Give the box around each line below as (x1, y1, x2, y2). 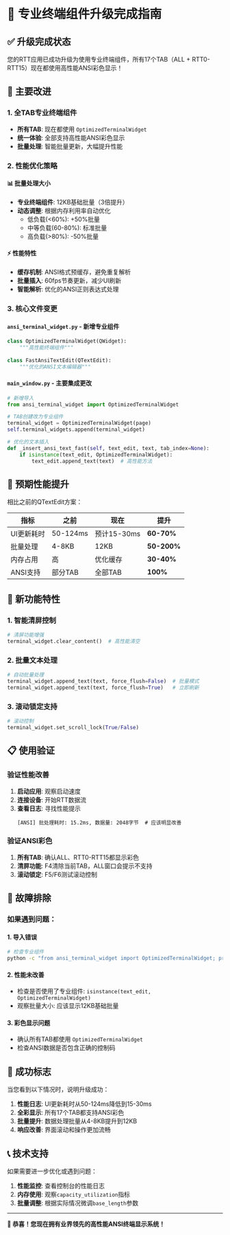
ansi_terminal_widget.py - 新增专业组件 (7, 322, 120, 330)
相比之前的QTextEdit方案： (7, 498, 83, 506)
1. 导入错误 (7, 932, 38, 941)
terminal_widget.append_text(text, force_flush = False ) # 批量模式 (7, 678, 200, 685)
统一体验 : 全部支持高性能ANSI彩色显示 (16, 133, 125, 141)
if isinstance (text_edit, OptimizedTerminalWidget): (19, 451, 173, 458)
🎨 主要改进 (7, 86, 51, 97)
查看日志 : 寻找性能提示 (16, 804, 81, 812)
